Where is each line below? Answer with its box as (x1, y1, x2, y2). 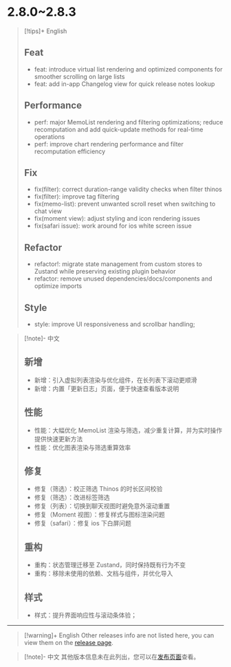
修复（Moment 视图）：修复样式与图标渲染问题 (34, 510, 165, 519)
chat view (34, 207, 62, 215)
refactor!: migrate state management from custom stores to (34, 260, 203, 268)
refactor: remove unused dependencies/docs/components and (34, 274, 212, 283)
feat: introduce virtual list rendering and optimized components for (34, 65, 223, 73)
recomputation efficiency (34, 147, 106, 155)
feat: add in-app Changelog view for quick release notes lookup (34, 80, 215, 88)
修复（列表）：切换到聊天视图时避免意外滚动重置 (34, 502, 170, 510)
